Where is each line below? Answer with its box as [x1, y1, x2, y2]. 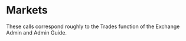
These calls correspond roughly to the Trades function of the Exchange [6, 23, 180, 30]
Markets [6, 4, 48, 17]
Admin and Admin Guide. [6, 29, 67, 36]
